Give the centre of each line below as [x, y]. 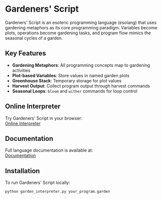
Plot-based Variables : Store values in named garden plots [71, 75]
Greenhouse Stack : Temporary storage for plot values [67, 80]
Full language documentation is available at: [49, 150]
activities [21, 70]
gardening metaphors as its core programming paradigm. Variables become [81, 27]
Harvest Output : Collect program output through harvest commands [81, 86]
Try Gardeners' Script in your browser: [44, 118]
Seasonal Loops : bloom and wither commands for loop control [75, 91]
